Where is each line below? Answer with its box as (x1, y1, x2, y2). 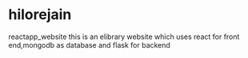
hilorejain (8, 6, 72, 24)
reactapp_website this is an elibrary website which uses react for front (8, 32, 240, 41)
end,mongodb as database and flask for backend (8, 40, 170, 49)
